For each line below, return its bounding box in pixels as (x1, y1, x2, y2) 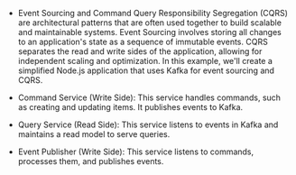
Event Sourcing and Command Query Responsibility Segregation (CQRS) (17, 8, 289, 18)
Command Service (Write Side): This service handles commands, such (17, 92, 282, 103)
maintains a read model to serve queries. (17, 129, 171, 139)
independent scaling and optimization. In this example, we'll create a (17, 56, 273, 66)
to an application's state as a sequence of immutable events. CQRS (17, 36, 268, 47)
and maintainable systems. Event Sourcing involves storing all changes (17, 27, 282, 37)
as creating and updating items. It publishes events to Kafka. (17, 102, 244, 112)
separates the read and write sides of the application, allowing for (17, 46, 263, 57)
